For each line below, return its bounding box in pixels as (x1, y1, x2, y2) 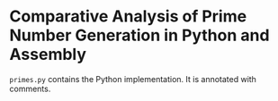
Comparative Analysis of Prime (9, 6, 247, 27)
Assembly (9, 45, 87, 64)
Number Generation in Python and (9, 25, 270, 46)
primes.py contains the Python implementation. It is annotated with (9, 73, 256, 84)
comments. (9, 83, 51, 94)
